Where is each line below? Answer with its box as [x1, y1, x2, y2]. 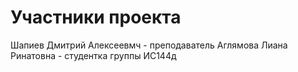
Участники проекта [10, 6, 182, 29]
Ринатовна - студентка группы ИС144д [10, 49, 177, 61]
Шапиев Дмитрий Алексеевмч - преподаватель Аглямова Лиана [10, 39, 288, 51]
